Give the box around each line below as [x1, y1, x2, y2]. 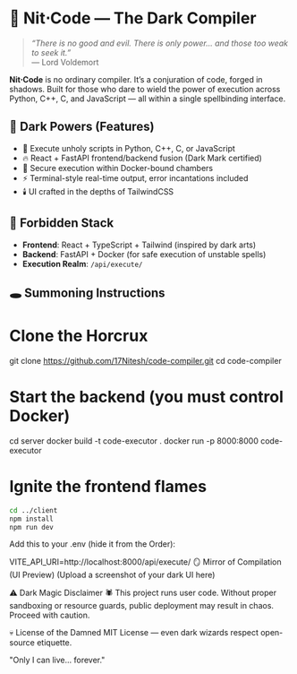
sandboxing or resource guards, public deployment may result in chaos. [9, 601, 275, 611]
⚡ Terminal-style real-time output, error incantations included [21, 172, 249, 183]
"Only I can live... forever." [9, 654, 106, 666]
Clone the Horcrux [9, 326, 148, 346]
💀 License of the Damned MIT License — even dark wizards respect [9, 627, 259, 638]
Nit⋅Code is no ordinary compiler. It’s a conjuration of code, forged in [9, 73, 263, 84]
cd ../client [9, 505, 58, 514]
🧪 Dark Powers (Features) [9, 119, 155, 134]
